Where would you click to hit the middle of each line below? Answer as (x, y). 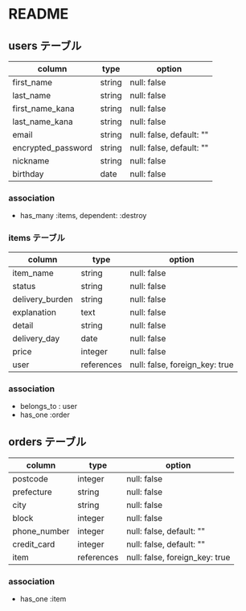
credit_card (34, 544)
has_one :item (43, 599)
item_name (33, 273)
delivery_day (36, 338)
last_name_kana (43, 122)
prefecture (32, 492)
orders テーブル (47, 442)
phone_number (41, 530)
